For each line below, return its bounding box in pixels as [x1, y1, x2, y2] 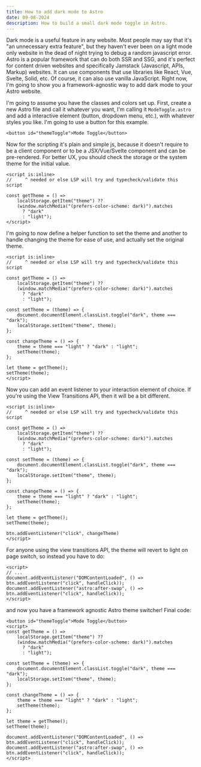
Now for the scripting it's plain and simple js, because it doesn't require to [6, 141, 189, 148]
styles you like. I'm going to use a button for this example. [6, 119, 149, 126]
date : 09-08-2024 [6, 14, 50, 20]
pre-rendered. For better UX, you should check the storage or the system [6, 154, 188, 161]
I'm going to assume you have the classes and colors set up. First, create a [6, 99, 191, 107]
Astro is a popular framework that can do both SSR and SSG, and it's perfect [6, 55, 195, 63]
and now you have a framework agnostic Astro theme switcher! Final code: [6, 607, 191, 614]
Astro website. [6, 88, 42, 95]
